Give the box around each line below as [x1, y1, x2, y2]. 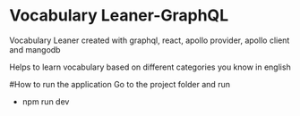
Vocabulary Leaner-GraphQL [9, 5, 229, 26]
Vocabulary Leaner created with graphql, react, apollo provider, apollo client [9, 35, 290, 46]
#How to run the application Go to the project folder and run [9, 79, 231, 89]
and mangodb [9, 44, 61, 54]
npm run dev [21, 95, 70, 107]
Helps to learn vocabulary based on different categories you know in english [9, 62, 291, 72]
